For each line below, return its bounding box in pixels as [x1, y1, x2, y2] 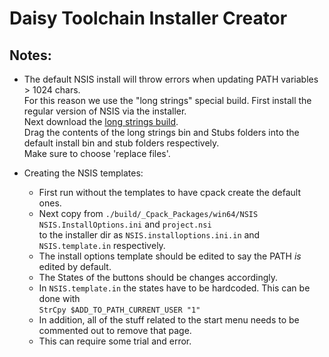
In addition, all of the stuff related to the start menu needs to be [38, 314, 300, 326]
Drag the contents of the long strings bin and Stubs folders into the [23, 127, 300, 138]
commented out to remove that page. [38, 325, 192, 336]
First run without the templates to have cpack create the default [38, 187, 301, 198]
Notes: [9, 47, 52, 64]
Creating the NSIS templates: [23, 167, 144, 179]
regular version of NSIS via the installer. [23, 105, 187, 117]
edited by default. [38, 261, 112, 272]
